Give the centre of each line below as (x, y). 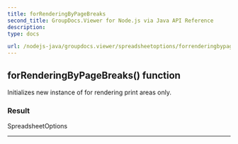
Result (19, 111)
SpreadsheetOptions (38, 126)
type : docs (23, 34)
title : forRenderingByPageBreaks (57, 14)
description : (27, 27)
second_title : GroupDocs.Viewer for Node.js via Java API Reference (110, 21)
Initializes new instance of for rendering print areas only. (90, 92)
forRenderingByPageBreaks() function (94, 75)
